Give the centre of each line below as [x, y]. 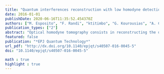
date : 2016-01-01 [23, 14]
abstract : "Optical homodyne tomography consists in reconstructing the [81, 32]
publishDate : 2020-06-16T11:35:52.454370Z [49, 19]
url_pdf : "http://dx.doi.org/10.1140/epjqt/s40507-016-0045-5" [71, 46]
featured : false [21, 37]
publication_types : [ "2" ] [31, 28]
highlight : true [23, 64]
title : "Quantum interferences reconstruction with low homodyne [73, 10]
